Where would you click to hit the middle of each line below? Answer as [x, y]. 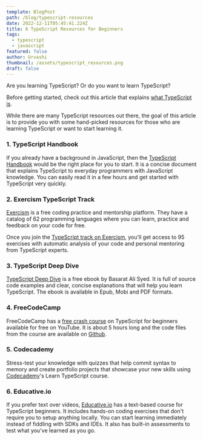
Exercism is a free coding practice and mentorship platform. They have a [97, 212]
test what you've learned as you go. [51, 431]
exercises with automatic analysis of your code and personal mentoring [95, 243]
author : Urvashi [27, 57]
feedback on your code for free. [46, 225]
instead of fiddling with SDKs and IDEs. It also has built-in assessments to [98, 424]
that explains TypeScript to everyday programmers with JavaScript [90, 170]
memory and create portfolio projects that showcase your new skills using [98, 369]
